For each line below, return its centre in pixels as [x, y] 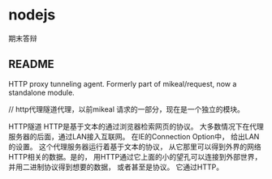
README [31, 64]
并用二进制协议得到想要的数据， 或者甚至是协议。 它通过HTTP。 [116, 167]
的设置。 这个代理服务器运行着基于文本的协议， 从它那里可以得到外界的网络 [135, 147]
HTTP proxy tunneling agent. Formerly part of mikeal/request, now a [123, 83]
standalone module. [41, 92]
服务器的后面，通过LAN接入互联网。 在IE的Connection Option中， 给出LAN [134, 136]
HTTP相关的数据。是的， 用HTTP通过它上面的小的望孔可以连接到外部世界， [135, 156]
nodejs [32, 15]
